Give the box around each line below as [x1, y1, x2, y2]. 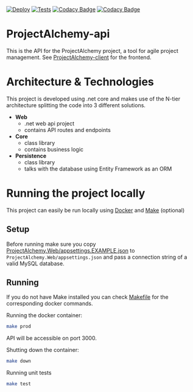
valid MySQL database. [6, 259, 65, 267]
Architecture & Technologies [6, 75, 154, 89]
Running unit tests [6, 369, 52, 377]
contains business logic [24, 145, 84, 153]
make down [6, 358, 32, 365]
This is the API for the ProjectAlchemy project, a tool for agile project [6, 47, 178, 54]
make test [6, 381, 32, 387]
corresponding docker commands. [6, 300, 93, 307]
